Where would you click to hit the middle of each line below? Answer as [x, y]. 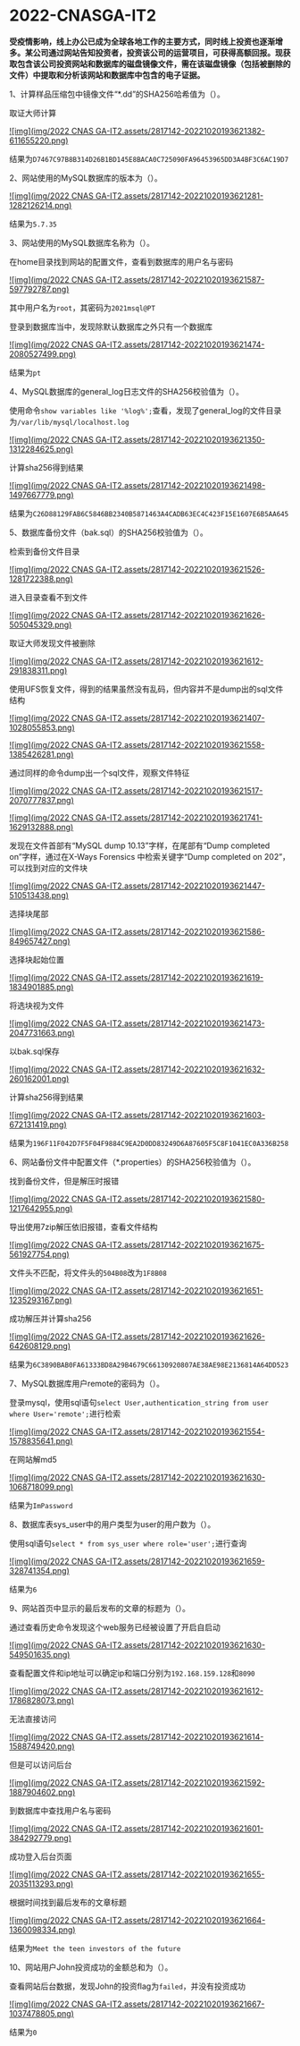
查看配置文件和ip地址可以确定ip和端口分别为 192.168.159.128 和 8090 [132, 1673]
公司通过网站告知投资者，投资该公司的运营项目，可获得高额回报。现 [158, 52]
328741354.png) [39, 1570]
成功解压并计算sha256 [50, 1318]
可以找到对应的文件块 [48, 868]
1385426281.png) [42, 754]
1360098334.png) [42, 1930]
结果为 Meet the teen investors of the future [95, 1948]
